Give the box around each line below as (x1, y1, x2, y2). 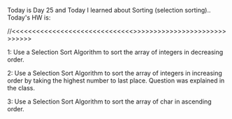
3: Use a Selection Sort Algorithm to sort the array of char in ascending (7, 97, 212, 106)
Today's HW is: (7, 13, 51, 22)
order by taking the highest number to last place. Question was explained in (7, 76, 225, 85)
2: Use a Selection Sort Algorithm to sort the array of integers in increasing (7, 69, 222, 77)
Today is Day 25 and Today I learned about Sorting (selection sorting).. (7, 6, 211, 14)
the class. (7, 84, 36, 92)
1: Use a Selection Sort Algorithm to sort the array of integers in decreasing (7, 48, 224, 56)
